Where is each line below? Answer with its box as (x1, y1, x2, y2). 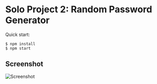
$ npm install (5, 41, 36, 47)
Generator (5, 14, 50, 26)
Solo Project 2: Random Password (5, 4, 152, 15)
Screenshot (5, 60, 44, 69)
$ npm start (5, 46, 31, 51)
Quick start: (5, 31, 30, 37)
